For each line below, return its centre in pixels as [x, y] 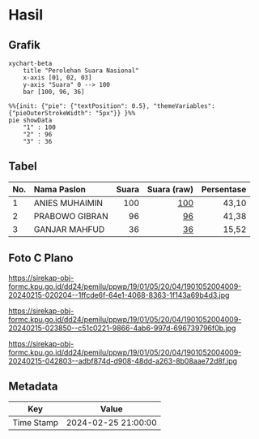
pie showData [30, 120]
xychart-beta [30, 63]
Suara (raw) [170, 189]
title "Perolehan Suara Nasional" [81, 71]
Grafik [24, 45]
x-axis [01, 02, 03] [57, 78]
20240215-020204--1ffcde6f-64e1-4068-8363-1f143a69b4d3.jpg [119, 295]
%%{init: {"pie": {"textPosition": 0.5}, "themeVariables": [112, 106]
